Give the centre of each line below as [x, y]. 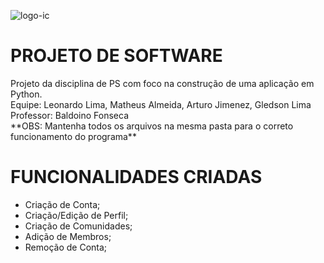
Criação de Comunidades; [78, 226]
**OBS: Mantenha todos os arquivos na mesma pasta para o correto [152, 126]
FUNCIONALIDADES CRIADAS [136, 177]
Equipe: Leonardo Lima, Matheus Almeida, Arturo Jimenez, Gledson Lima [161, 104]
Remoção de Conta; [66, 247]
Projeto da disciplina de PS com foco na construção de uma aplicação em [162, 83]
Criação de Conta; [62, 204]
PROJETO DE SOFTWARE [116, 56]
